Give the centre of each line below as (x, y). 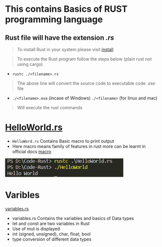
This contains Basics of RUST (66, 9)
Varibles (23, 195)
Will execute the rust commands (50, 108)
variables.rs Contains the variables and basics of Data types (73, 218)
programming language (54, 19)
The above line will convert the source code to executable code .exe (86, 83)
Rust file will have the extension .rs (60, 38)
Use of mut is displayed (36, 229)
